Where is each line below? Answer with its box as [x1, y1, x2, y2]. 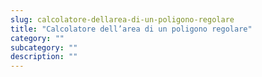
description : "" [10, 52, 78, 62]
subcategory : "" [10, 42, 78, 53]
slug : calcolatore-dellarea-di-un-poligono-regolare [10, 14, 235, 25]
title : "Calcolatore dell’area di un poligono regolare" [10, 24, 253, 34]
